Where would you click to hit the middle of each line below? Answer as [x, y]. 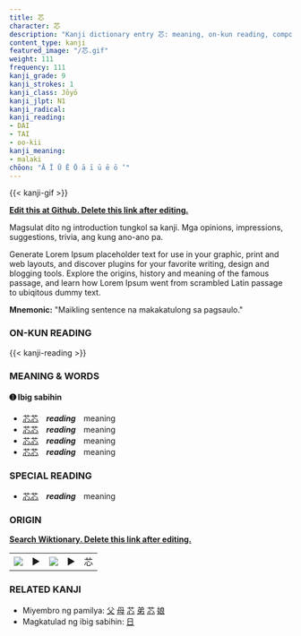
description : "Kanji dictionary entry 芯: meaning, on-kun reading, [139, 34]
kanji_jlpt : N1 [38, 101]
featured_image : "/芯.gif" [59, 51]
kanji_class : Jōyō [43, 92]
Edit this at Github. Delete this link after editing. [99, 211]
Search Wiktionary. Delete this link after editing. [100, 539]
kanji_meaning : [38, 150]
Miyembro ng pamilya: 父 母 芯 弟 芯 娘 [94, 610]
